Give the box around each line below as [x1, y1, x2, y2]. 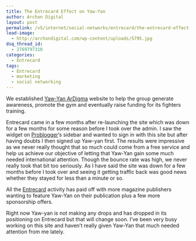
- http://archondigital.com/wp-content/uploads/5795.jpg [11, 36, 153, 41]
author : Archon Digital [6, 14, 64, 20]
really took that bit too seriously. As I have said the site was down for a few [6, 162, 185, 169]
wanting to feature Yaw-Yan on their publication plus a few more [6, 192, 160, 199]
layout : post [6, 19, 38, 25]
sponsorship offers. [6, 198, 53, 205]
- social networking [11, 79, 61, 85]
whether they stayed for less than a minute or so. [6, 174, 124, 181]
